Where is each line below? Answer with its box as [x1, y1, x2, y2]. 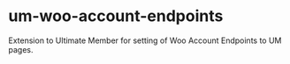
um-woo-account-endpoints [8, 6, 224, 26]
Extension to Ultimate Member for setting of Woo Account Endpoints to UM [8, 35, 282, 46]
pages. [8, 44, 34, 54]
